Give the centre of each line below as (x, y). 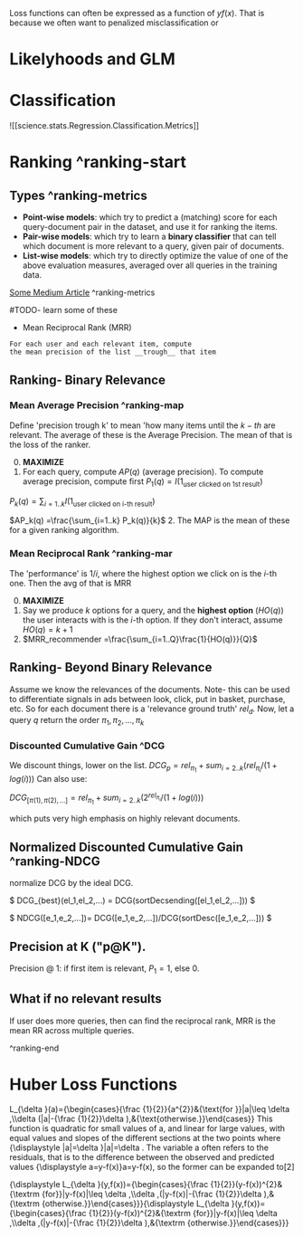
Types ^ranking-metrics (78, 195)
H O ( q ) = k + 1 (48, 629)
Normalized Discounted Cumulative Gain (127, 847)
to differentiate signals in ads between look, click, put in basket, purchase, (147, 699)
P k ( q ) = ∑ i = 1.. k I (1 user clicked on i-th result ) (82, 502)
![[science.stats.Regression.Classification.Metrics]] (104, 126)
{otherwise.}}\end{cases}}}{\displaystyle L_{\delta (136, 1204)
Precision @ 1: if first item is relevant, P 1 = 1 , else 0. (104, 969)
